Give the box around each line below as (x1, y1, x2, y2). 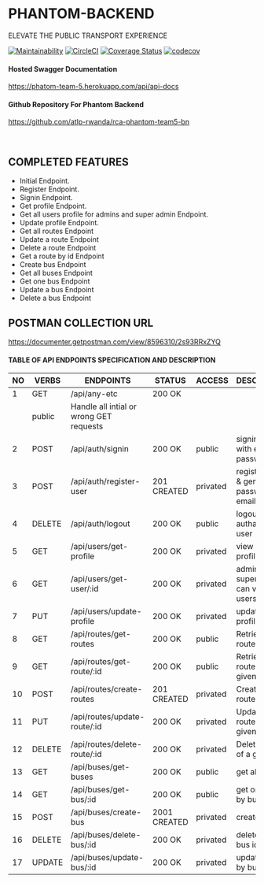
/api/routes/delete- (70, 739, 143, 750)
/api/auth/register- (70, 476, 141, 487)
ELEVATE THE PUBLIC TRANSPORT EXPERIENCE (8, 31, 168, 40)
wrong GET (70, 411, 112, 422)
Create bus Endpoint (19, 260, 86, 269)
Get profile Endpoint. (19, 202, 87, 211)
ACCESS (196, 375, 229, 386)
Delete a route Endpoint (19, 243, 97, 253)
